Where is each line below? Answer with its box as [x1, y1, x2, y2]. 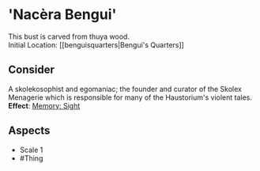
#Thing [19, 153, 43, 163]
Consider [8, 63, 55, 77]
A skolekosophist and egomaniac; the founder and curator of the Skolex [8, 84, 243, 93]
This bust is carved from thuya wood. [8, 32, 130, 41]
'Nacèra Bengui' [8, 6, 117, 24]
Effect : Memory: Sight [8, 101, 81, 110]
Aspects [8, 124, 51, 138]
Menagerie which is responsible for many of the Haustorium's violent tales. [8, 93, 253, 102]
